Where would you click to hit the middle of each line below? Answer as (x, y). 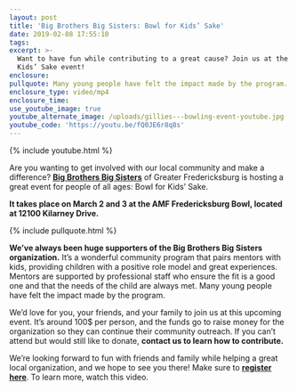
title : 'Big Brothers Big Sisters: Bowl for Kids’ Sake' (117, 26)
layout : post (33, 17)
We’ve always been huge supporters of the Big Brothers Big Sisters (136, 248)
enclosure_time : (39, 100)
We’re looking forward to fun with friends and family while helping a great (144, 358)
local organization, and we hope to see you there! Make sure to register (140, 367)
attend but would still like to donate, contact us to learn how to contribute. (147, 341)
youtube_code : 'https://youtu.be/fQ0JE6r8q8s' (97, 126)
